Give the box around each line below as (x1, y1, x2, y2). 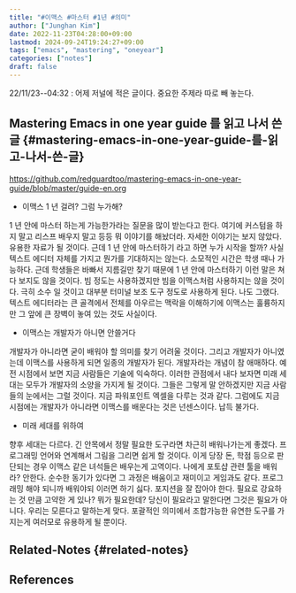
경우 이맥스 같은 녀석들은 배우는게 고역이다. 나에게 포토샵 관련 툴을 (32, 461, 262, 472)
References (9, 573, 74, 588)
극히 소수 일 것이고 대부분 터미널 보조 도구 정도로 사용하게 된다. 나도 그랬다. (20, 286, 280, 296)
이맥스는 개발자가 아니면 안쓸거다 (21, 327, 136, 337)
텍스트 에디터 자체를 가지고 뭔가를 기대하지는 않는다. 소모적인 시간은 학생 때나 (9, 253, 276, 264)
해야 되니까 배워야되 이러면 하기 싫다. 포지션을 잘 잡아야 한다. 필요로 (25, 483, 259, 494)
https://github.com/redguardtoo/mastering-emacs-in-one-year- (9, 173, 242, 184)
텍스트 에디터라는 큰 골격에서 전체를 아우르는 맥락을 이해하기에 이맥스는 (9, 297, 254, 308)
